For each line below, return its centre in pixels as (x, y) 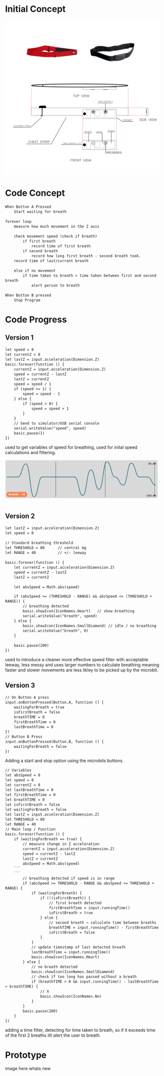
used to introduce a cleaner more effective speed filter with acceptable (77, 659)
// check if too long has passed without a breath (84, 977)
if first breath (39, 241)
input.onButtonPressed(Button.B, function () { (55, 742)
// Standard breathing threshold (39, 543)
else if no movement (35, 271)
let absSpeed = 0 (23, 775)
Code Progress (36, 320)
